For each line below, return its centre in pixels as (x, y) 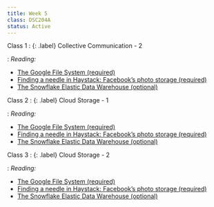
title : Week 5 (28, 13)
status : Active (29, 26)
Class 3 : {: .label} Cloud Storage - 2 (59, 155)
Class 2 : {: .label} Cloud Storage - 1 (58, 100)
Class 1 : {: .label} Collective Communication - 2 (75, 46)
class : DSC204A (29, 20)
